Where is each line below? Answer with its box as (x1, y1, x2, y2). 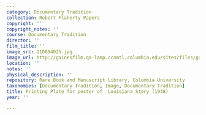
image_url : (6, 54, 34, 61)
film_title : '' (6, 43, 45, 50)
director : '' (6, 37, 40, 43)
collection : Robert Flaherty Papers (6, 15, 100, 21)
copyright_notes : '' (6, 26, 59, 32)
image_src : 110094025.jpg (6, 49, 72, 55)
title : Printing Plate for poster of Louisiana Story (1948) (6, 89, 169, 95)
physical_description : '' (6, 72, 72, 78)
